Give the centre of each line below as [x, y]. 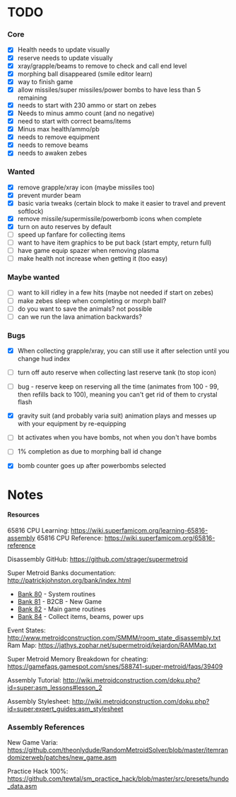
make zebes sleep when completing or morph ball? [92, 300]
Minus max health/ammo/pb [59, 129]
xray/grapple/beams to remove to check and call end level [102, 66]
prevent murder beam [49, 195]
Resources [24, 515]
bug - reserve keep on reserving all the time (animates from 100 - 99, [118, 386]
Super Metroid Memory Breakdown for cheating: [78, 659]
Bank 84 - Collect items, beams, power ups [81, 616]
